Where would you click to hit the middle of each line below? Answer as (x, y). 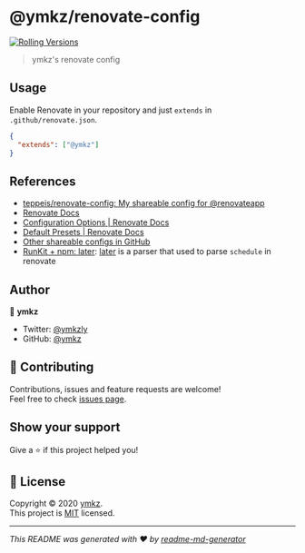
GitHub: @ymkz (52, 339)
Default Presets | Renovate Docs (83, 232)
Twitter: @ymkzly (55, 329)
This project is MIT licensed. (62, 513)
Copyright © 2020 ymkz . (56, 504)
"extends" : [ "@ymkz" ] (59, 144)
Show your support (65, 427)
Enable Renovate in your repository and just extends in (111, 110)
